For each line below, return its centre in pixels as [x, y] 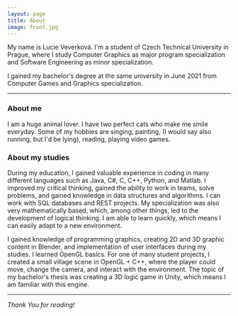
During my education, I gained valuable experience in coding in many [108, 173]
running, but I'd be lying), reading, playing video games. [89, 139]
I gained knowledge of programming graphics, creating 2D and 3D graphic [116, 239]
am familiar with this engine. [49, 284]
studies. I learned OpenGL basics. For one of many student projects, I [109, 254]
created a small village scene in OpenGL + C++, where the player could [112, 261]
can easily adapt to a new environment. [65, 225]
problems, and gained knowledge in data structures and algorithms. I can [114, 195]
